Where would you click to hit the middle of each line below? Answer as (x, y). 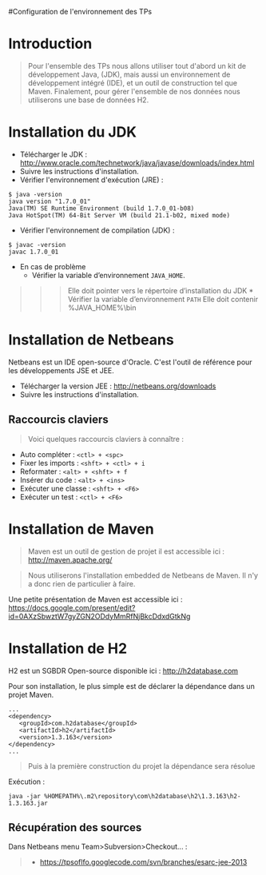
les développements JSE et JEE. (61, 370)
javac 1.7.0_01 (34, 252)
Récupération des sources (75, 827)
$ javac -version (37, 245)
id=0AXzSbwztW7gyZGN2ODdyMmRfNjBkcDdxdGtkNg (99, 616)
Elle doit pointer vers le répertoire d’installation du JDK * (161, 290)
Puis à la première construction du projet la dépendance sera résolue (141, 766)
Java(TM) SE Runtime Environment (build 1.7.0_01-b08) (101, 208)
